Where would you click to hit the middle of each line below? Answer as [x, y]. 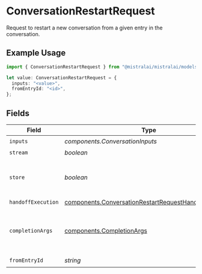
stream [19, 152]
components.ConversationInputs [111, 141]
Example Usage [36, 53]
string [72, 261]
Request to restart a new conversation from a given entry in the [84, 28]
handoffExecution [34, 202]
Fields [18, 113]
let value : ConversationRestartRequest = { [62, 78]
